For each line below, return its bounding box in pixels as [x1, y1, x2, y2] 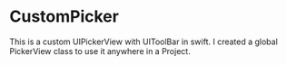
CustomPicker [9, 6, 120, 27]
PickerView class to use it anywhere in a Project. [9, 45, 191, 56]
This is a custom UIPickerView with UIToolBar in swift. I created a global [9, 36, 279, 47]
